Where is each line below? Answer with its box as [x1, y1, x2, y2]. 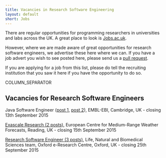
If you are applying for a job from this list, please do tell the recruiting [5, 65, 146, 71]
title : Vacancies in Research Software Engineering [5, 7, 114, 12]
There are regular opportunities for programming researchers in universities [5, 30, 160, 36]
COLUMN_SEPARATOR [5, 79, 52, 85]
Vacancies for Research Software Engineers [5, 94, 145, 102]
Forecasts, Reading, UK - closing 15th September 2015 [5, 127, 116, 133]
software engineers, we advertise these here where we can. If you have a [5, 50, 155, 56]
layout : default [5, 12, 39, 17]
